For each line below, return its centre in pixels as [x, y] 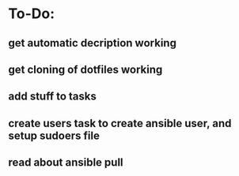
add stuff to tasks [53, 97]
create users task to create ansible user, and [120, 123]
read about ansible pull [66, 163]
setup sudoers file [54, 135]
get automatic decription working [92, 43]
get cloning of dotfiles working [85, 69]
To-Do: [32, 14]
